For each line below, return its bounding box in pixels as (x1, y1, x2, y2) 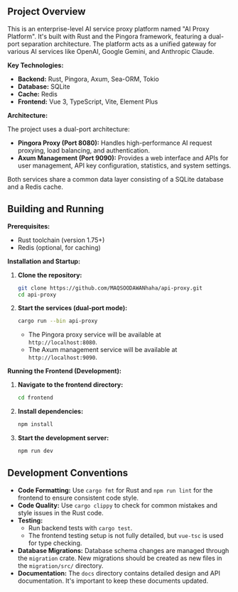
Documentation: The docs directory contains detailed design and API (17, 569, 220, 577)
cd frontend (17, 394, 53, 402)
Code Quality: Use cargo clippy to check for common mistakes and (17, 500, 218, 510)
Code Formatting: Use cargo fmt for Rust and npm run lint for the (17, 486, 213, 494)
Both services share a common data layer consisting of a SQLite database (7, 175, 224, 183)
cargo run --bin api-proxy (17, 317, 98, 325)
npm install (17, 421, 53, 428)
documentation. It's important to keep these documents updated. (17, 576, 209, 585)
